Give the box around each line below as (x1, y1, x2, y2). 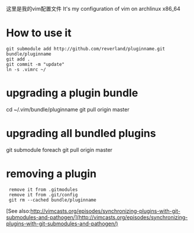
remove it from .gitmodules (8, 186, 78, 193)
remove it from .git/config (8, 191, 78, 197)
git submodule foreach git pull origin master (6, 146, 113, 153)
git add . (6, 56, 31, 62)
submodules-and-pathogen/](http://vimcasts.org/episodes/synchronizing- (6, 213, 188, 221)
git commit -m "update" (6, 61, 65, 67)
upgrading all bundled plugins (6, 127, 156, 141)
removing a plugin (6, 167, 97, 180)
